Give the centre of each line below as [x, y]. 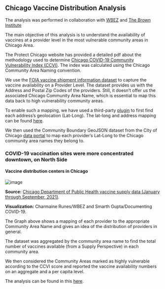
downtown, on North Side [36, 159]
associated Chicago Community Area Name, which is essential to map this [81, 95]
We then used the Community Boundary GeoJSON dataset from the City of [81, 130]
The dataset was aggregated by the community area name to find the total [81, 241]
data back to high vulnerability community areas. [55, 101]
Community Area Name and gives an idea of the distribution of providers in [81, 226]
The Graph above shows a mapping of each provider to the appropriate [77, 221]
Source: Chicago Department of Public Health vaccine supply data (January [82, 192]
